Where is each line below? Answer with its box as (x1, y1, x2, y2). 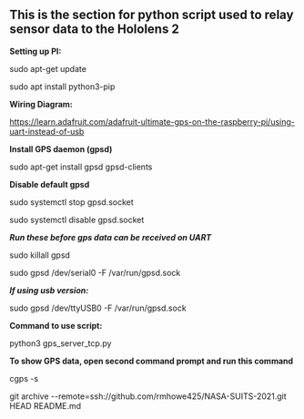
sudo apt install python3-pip (9, 81, 116, 92)
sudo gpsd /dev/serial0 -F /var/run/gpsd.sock (9, 267, 181, 278)
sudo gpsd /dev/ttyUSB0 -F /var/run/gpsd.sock (9, 302, 187, 313)
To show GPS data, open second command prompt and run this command (9, 355, 294, 366)
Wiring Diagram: (9, 98, 73, 109)
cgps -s (9, 373, 39, 383)
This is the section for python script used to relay (9, 7, 294, 23)
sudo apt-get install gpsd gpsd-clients (9, 161, 153, 172)
